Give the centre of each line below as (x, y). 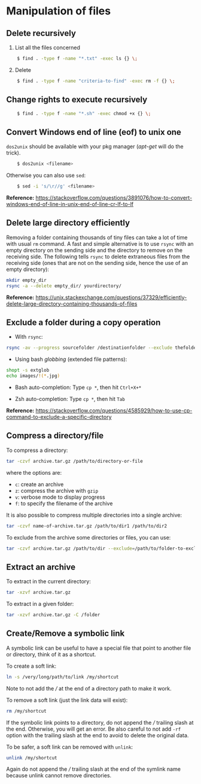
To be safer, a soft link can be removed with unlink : (70, 747)
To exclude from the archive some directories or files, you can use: (89, 537)
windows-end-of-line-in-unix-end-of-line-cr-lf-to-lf (70, 204)
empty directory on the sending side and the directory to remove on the (95, 250)
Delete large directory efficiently (68, 223)
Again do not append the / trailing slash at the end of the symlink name (94, 769)
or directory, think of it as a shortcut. (51, 654)
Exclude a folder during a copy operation (83, 322)
